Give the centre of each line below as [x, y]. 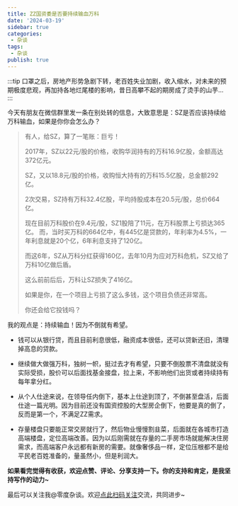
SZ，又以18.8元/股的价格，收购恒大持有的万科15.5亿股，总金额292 [121, 175]
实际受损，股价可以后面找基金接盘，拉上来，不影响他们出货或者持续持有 [123, 372]
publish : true [28, 60]
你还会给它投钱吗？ [53, 309]
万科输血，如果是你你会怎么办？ [54, 121]
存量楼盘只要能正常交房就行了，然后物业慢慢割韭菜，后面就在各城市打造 [123, 429]
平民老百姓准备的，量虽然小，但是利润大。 [80, 455]
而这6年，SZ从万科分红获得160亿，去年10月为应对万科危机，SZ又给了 [126, 255]
